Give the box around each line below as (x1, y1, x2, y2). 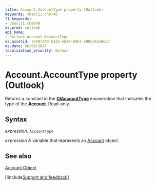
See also (5, 152, 32, 160)
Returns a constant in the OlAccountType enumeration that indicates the (5, 96, 152, 102)
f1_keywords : (5, 16, 32, 21)
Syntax (5, 115, 27, 123)
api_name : (5, 30, 25, 35)
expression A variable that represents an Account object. (5, 138, 119, 143)
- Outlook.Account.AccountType (5, 35, 69, 40)
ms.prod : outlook (5, 25, 40, 30)
